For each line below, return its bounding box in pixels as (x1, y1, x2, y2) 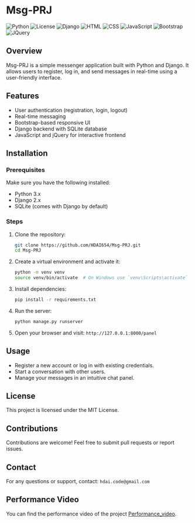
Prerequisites (6, 166, 45, 174)
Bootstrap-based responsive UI (14, 119, 91, 126)
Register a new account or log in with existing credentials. (14, 362, 154, 369)
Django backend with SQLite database (14, 125, 107, 132)
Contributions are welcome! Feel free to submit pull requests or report (6, 439, 175, 446)
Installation (6, 148, 48, 158)
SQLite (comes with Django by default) (14, 203, 108, 210)
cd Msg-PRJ (14, 247, 42, 253)
